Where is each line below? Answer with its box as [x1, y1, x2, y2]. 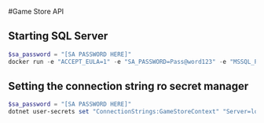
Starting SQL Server [8, 29, 108, 43]
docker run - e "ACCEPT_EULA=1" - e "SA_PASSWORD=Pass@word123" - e [8, 58, 226, 65]
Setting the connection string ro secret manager [8, 79, 249, 93]
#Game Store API [8, 7, 64, 16]
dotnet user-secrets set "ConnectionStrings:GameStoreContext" [8, 108, 220, 116]
